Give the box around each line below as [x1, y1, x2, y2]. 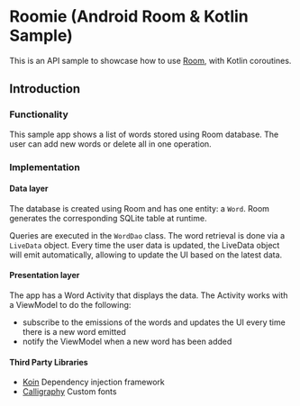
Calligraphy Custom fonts [22, 386, 117, 397]
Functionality [9, 108, 69, 121]
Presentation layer [9, 270, 80, 281]
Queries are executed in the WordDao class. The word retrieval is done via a [9, 230, 286, 240]
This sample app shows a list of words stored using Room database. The [9, 129, 279, 140]
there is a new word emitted [22, 326, 126, 337]
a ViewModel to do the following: [9, 299, 132, 310]
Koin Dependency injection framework [22, 376, 165, 388]
